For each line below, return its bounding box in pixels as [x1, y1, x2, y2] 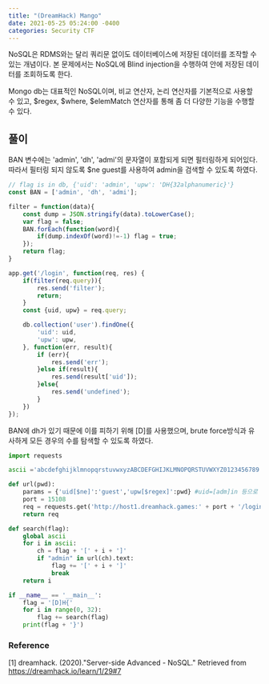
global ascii [22, 532, 66, 540]
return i [22, 577, 52, 585]
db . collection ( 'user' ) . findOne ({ [22, 321, 134, 329]
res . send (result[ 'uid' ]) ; [50, 373, 138, 381]
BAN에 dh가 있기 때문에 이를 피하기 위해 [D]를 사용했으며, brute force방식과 [8, 426, 247, 435]
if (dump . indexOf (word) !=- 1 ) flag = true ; [37, 233, 178, 241]
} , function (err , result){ [22, 343, 113, 351]
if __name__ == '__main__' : [8, 591, 102, 599]
